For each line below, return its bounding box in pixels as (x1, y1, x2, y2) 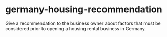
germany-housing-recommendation (5, 4, 162, 15)
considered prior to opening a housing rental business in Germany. (5, 25, 146, 31)
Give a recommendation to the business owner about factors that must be (5, 20, 161, 26)
